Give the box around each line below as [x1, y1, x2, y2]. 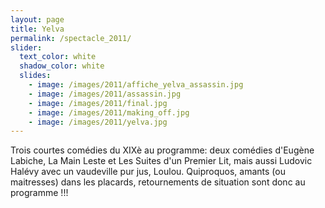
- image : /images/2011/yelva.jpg [28, 117, 168, 127]
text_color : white [19, 52, 97, 62]
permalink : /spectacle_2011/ [10, 33, 132, 43]
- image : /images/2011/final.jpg [28, 98, 168, 108]
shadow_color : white [19, 61, 105, 71]
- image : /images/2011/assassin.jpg [28, 89, 182, 99]
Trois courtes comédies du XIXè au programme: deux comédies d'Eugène [10, 144, 315, 156]
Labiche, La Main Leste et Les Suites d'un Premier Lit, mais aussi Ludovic [10, 155, 313, 167]
